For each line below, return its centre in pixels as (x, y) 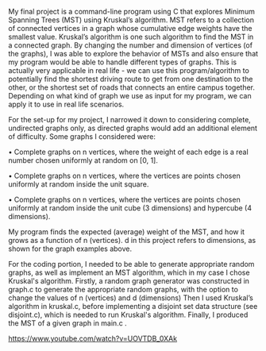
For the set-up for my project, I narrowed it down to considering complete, (130, 120)
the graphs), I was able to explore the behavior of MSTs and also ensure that (133, 54)
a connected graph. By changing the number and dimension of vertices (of (130, 45)
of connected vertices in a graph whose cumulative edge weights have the (130, 28)
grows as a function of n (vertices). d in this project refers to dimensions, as (132, 240)
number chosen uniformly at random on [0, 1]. (83, 160)
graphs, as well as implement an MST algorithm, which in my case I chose (129, 272)
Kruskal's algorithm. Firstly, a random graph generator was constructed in (129, 281)
